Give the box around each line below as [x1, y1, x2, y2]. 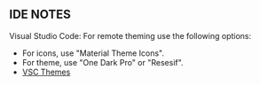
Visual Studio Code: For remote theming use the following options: [9, 30, 252, 41]
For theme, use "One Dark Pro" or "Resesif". [21, 57, 184, 67]
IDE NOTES [9, 7, 71, 22]
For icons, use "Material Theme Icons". [21, 48, 164, 58]
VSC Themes [21, 66, 71, 77]
